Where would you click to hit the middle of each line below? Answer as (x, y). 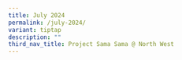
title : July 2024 (37, 15)
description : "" (35, 37)
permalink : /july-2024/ (47, 23)
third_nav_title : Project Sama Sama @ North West (91, 44)
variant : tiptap (35, 30)
